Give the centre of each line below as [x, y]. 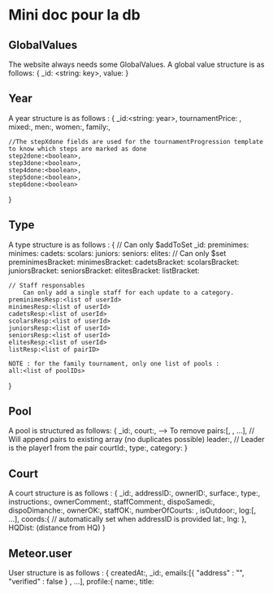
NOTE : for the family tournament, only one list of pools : [114, 363]
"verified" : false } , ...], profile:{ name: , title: [81, 582]
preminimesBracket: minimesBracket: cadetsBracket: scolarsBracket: [124, 262]
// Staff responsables [47, 285]
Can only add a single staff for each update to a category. [128, 293]
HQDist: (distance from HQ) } [57, 528]
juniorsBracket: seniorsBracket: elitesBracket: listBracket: [104, 271]
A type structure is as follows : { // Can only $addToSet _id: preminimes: [129, 245]
